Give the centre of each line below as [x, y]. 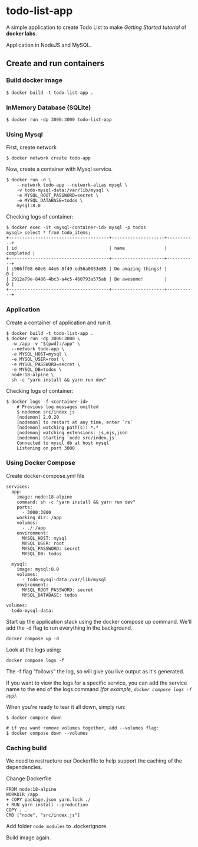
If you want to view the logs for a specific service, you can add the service [97, 683]
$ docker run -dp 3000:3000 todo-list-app [59, 119]
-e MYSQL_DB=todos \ [37, 369]
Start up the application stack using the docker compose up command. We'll [99, 621]
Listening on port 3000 [46, 448]
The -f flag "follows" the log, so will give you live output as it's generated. [95, 671]
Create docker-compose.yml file [45, 475]
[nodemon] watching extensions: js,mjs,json [72, 432]
